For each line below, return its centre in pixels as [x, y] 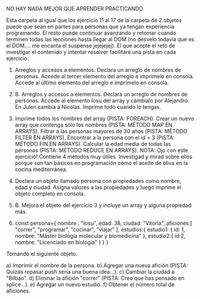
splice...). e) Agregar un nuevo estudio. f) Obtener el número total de [90, 284]
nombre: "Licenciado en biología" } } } [61, 242]
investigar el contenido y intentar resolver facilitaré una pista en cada [91, 52]
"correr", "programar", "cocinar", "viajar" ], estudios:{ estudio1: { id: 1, [100, 229]
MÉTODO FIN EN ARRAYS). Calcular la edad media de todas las [93, 144]
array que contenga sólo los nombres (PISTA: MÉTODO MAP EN [93, 125]
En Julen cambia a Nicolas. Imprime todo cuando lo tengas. [88, 107]
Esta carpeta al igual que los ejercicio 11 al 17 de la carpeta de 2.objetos [94, 20]
